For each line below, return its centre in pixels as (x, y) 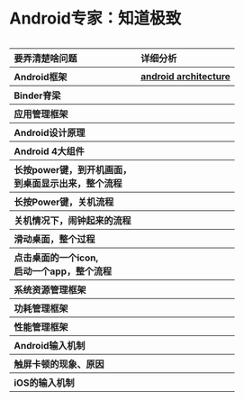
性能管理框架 (41, 327)
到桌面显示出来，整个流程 (68, 183)
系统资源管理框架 (50, 289)
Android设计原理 (50, 132)
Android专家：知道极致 (95, 18)
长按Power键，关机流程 (64, 202)
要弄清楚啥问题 (46, 58)
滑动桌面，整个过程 (55, 239)
